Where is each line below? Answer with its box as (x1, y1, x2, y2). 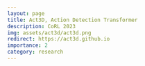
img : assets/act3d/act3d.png (7, 29, 92, 36)
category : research (7, 49, 64, 56)
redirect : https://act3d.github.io (7, 36, 110, 43)
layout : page (7, 10, 45, 17)
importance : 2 (7, 42, 49, 49)
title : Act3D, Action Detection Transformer (7, 16, 138, 23)
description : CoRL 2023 (7, 23, 76, 30)
